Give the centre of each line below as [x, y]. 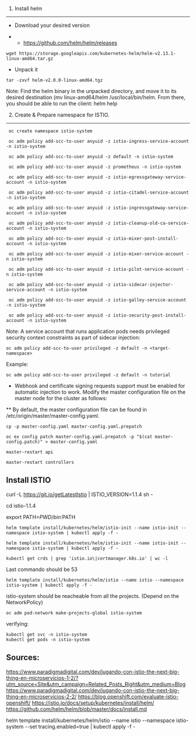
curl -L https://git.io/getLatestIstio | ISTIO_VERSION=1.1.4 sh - [80, 494]
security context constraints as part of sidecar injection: [73, 338]
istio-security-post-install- [150, 315]
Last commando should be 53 [42, 569]
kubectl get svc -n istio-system [47, 634]
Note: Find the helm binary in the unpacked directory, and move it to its [91, 91]
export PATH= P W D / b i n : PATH [41, 517]
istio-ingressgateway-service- [151, 208]
